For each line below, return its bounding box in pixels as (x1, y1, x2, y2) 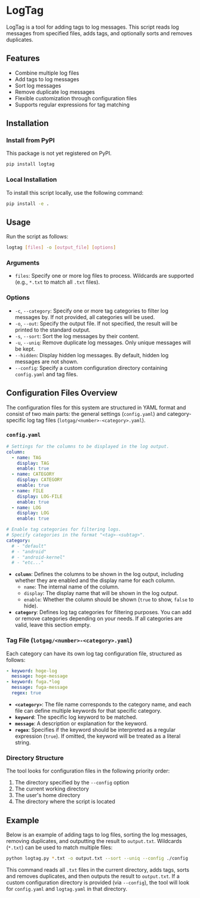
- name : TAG (11, 455, 42, 461)
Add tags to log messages (14, 75, 79, 82)
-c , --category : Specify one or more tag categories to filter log (14, 307, 168, 314)
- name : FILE (11, 488, 44, 494)
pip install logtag (6, 161, 55, 167)
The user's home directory (14, 792, 81, 799)
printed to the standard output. (14, 326, 91, 333)
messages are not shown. (14, 358, 79, 365)
